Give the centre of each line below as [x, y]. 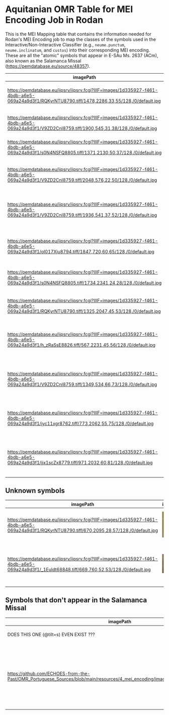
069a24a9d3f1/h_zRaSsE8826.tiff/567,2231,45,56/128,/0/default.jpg [81, 345]
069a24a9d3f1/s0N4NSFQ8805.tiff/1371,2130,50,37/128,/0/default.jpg [84, 153]
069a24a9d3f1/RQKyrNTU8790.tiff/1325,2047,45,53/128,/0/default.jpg [84, 311]
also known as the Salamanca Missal [43, 61]
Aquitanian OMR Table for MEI [69, 9]
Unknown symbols [35, 491]
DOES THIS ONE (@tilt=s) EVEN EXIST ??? [51, 634]
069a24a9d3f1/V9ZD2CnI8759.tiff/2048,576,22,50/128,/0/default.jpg [82, 180]
